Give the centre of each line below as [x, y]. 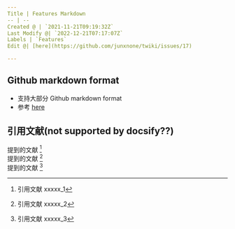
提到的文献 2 [25, 158]
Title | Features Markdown [47, 14]
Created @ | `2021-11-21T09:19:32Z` [60, 27]
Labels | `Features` [37, 40]
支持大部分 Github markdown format [70, 98]
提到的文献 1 [24, 149]
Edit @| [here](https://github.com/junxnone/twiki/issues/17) [100, 46]
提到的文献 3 [25, 167]
